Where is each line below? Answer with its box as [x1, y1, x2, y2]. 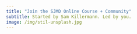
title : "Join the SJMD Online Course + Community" [6, 8, 132, 14]
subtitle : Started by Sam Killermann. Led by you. [6, 14, 132, 20]
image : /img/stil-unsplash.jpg [6, 19, 82, 25]
